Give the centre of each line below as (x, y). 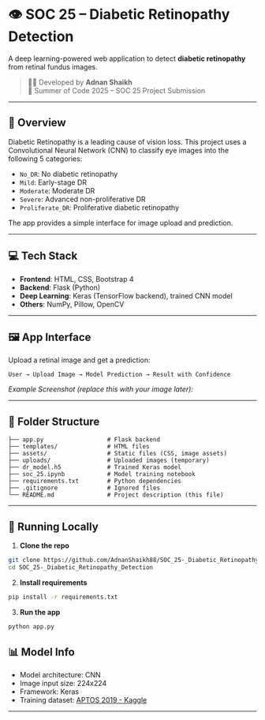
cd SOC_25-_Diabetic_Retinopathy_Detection (81, 567)
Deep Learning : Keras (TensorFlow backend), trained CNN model (126, 295)
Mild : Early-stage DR (53, 182)
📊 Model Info (41, 652)
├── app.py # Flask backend (84, 440)
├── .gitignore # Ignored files (84, 488)
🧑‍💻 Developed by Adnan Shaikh (80, 82)
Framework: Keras (49, 692)
